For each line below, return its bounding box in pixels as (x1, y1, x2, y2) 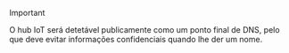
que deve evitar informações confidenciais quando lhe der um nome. (9, 34, 263, 44)
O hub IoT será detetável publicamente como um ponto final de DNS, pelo (9, 25, 280, 34)
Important (9, 8, 45, 18)
